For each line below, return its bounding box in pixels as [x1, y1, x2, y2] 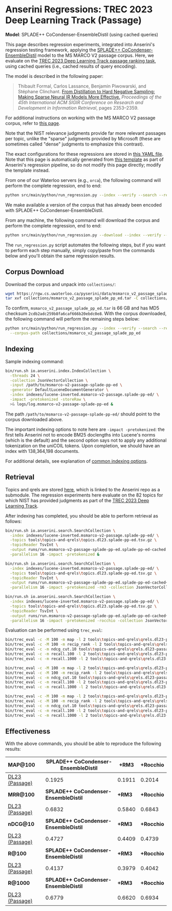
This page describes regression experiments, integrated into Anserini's [5, 41, 155, 47]
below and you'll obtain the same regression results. [5, 253, 116, 259]
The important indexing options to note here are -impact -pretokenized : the [5, 426, 165, 432]
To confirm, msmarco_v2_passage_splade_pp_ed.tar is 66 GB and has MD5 [5, 305, 160, 311]
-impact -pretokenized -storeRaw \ [10, 397, 86, 402]
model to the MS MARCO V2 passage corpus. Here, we [37, 52, 155, 58]
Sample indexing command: [5, 358, 64, 364]
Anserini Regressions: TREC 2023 [5, 4, 153, 15]
